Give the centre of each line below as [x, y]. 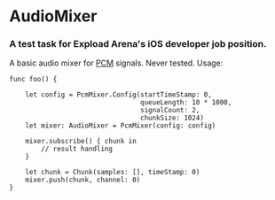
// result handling [77, 149]
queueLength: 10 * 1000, [186, 103]
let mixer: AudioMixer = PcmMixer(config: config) [121, 126]
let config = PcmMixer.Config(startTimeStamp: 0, [119, 95]
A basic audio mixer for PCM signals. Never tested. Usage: [116, 63]
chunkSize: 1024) [172, 118]
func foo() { [33, 80]
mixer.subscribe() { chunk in [81, 142]
